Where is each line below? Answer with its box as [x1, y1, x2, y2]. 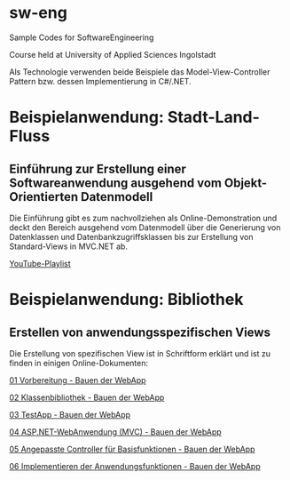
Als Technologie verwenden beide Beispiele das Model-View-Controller [9, 66, 270, 77]
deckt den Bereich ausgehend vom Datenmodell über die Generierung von [9, 221, 281, 233]
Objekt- [223, 175, 268, 190]
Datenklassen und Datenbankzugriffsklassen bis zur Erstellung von [9, 231, 255, 242]
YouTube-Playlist [9, 258, 71, 268]
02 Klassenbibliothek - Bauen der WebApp [9, 392, 165, 403]
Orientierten [9, 189, 79, 204]
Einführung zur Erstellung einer [9, 161, 186, 176]
